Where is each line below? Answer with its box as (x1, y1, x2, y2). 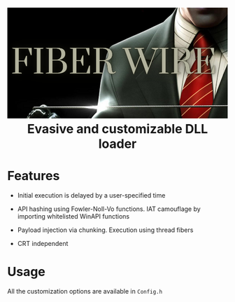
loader (98, 136, 137, 152)
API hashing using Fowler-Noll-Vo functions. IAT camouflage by (17, 205, 201, 213)
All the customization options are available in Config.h (7, 287, 163, 296)
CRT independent (17, 240, 69, 248)
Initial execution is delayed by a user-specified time (17, 191, 166, 200)
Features (7, 168, 60, 184)
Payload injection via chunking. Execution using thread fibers (17, 226, 194, 234)
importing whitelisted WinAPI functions (17, 212, 130, 221)
